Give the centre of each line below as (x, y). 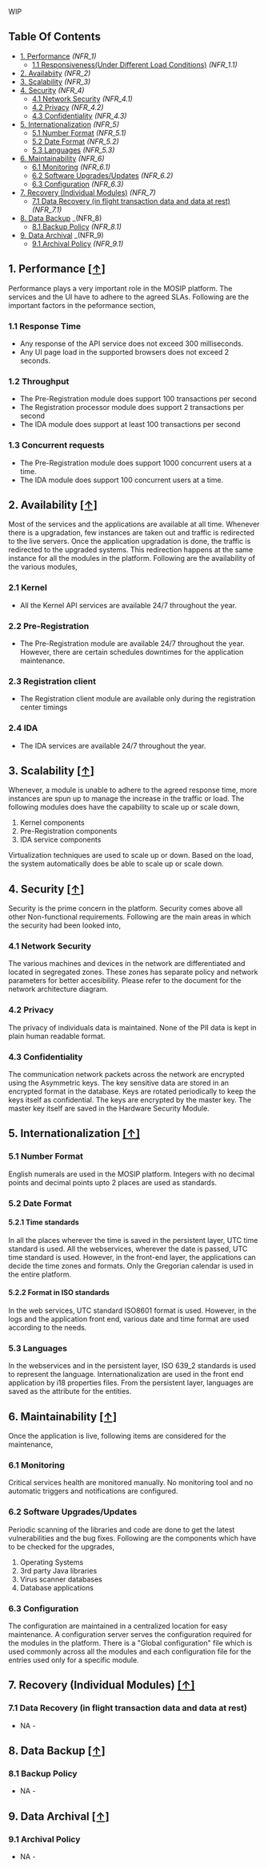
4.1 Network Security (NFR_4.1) (82, 99)
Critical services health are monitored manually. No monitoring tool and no (131, 1483)
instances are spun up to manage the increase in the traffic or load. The (126, 798)
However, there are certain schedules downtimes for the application (132, 652)
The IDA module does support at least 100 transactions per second (130, 424)
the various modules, (43, 567)
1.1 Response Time (45, 326)
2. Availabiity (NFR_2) (55, 73)
